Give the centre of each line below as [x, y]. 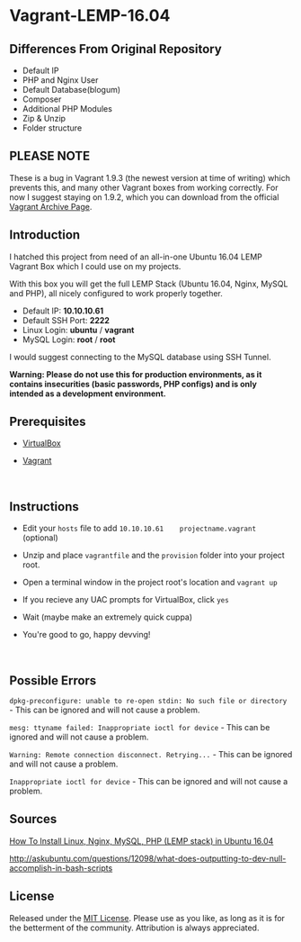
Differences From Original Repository [115, 49]
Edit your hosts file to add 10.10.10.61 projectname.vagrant [139, 529]
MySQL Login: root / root [69, 340]
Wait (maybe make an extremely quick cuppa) [107, 617]
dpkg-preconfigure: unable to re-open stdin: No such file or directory [148, 702]
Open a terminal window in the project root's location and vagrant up [150, 583]
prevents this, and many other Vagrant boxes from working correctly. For [144, 187]
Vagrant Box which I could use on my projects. [95, 266]
